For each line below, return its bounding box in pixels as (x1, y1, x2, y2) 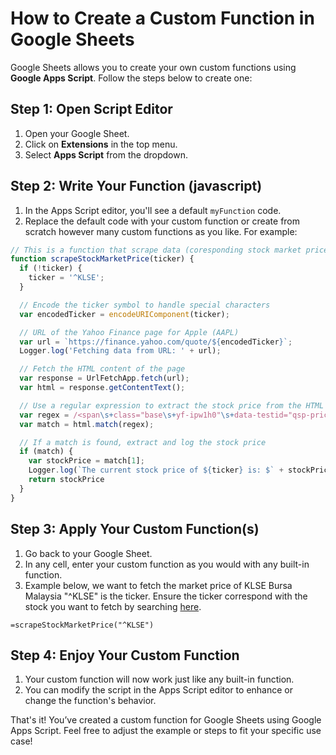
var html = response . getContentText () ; (19, 383, 186, 393)
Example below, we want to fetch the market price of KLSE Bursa (24, 579, 293, 591)
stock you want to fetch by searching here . (24, 600, 202, 612)
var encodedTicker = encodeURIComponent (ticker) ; (19, 309, 230, 319)
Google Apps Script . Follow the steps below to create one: (10, 72, 253, 84)
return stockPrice (28, 475, 105, 485)
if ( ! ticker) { (19, 263, 83, 274)
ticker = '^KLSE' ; (28, 273, 105, 283)
